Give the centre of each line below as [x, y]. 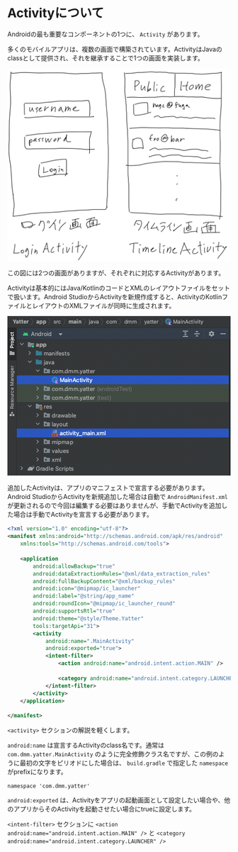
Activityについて [56, 13]
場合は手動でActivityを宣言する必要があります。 [83, 515]
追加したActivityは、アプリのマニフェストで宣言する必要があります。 [108, 488]
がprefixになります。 [37, 772]
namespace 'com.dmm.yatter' [49, 786]
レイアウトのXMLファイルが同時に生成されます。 [103, 306]
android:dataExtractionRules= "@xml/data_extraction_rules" [122, 573]
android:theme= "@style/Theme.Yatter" [88, 618]
